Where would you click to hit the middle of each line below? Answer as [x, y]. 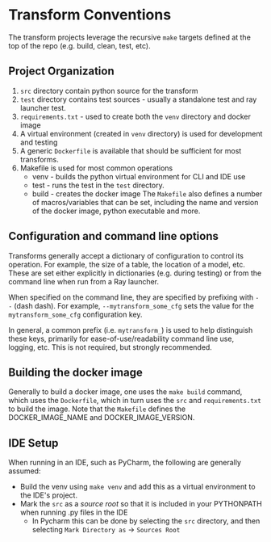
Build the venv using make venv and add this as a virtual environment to [138, 487]
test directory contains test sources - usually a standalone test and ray [138, 99]
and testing [39, 142]
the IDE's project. [49, 495]
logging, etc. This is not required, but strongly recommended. [110, 347]
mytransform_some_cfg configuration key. [75, 314]
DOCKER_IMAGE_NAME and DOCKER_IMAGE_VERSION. [102, 418]
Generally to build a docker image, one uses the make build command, [125, 392]
